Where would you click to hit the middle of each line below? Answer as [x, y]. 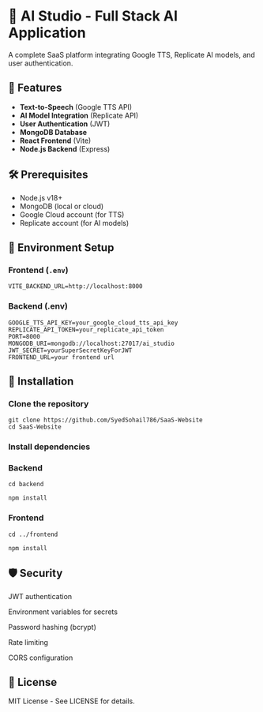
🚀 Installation [41, 381]
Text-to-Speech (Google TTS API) [76, 107]
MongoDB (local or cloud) [62, 206]
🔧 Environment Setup [61, 247]
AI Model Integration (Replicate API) [79, 115]
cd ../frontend [33, 534]
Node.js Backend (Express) [65, 148]
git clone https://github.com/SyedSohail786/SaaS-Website [105, 420]
